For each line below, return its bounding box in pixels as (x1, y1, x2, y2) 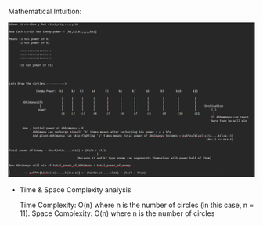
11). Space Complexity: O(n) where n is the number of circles (19, 208, 215, 218)
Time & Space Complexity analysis (19, 184, 131, 195)
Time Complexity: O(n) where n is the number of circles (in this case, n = (19, 200, 254, 210)
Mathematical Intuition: (8, 7, 82, 16)
